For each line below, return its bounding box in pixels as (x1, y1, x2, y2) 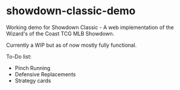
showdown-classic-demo (6, 4, 135, 18)
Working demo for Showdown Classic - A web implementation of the (6, 24, 174, 31)
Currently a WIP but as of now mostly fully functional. (6, 41, 137, 49)
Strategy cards (14, 77, 52, 84)
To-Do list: (6, 53, 31, 60)
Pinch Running (14, 64, 50, 72)
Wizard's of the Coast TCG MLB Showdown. (6, 30, 115, 37)
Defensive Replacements (14, 70, 76, 78)
